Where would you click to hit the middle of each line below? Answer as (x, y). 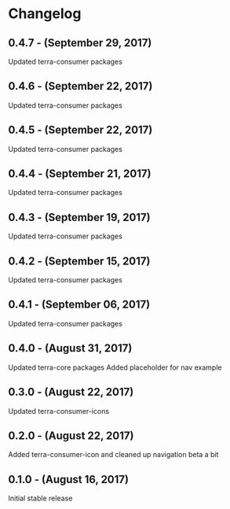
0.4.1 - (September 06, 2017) (79, 305)
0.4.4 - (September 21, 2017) (80, 174)
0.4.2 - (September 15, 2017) (79, 261)
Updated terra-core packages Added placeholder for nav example (115, 367)
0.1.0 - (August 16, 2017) (69, 479)
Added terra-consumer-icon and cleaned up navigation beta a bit (113, 455)
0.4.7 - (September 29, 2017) (80, 43)
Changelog (45, 14)
